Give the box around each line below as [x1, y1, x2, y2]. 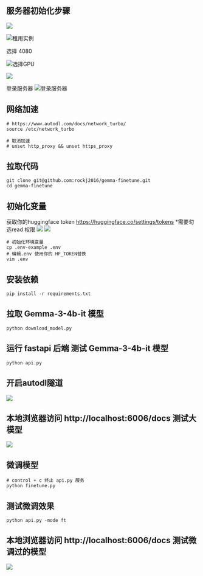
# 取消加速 [6, 137, 30, 144]
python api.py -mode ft [6, 517, 67, 523]
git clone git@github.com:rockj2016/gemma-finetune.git [6, 178, 151, 184]
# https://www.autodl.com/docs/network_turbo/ [6, 120, 126, 127]
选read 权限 [6, 226, 35, 233]
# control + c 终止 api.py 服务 [6, 477, 85, 484]
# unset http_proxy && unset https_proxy [6, 143, 113, 149]
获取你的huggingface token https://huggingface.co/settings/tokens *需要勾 [6, 218, 194, 226]
